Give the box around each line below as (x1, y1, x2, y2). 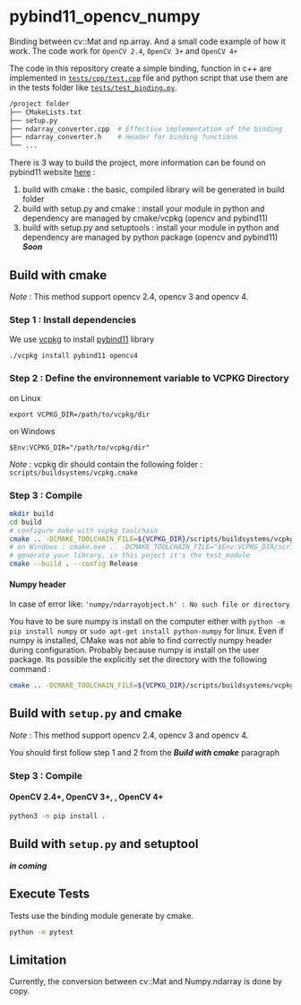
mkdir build (9, 509, 54, 518)
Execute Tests (9, 887, 90, 902)
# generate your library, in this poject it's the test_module (9, 551, 251, 560)
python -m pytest (9, 927, 74, 937)
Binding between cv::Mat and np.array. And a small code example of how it (9, 36, 287, 47)
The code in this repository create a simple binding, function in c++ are (9, 63, 271, 74)
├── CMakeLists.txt (9, 108, 82, 117)
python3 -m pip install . (9, 812, 106, 821)
